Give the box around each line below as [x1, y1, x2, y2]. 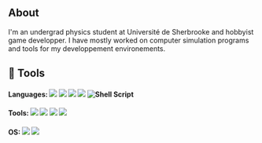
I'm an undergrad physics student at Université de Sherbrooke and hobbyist [8, 27, 254, 36]
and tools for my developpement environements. [8, 43, 166, 53]
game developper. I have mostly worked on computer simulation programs [8, 35, 249, 45]
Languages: [8, 90, 49, 99]
